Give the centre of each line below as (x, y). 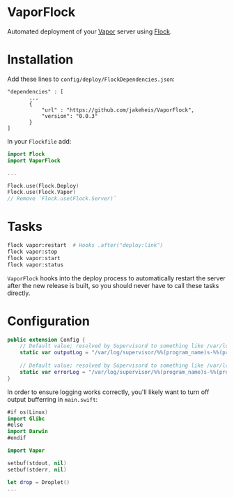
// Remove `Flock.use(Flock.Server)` (62, 199)
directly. (19, 293)
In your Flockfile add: (39, 141)
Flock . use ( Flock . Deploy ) (43, 186)
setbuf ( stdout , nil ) (37, 463)
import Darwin (28, 432)
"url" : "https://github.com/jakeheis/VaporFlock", (118, 110)
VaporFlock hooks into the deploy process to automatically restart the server (117, 278)
